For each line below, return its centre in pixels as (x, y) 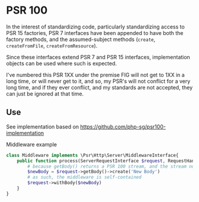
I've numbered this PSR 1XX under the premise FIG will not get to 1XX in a (95, 75)
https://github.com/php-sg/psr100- (123, 126)
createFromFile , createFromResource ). (52, 46)
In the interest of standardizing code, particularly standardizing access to (95, 27)
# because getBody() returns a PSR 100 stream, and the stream (107, 166)
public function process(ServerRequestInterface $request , (91, 161)
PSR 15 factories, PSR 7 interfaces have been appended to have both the (95, 33)
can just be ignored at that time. (45, 94)
